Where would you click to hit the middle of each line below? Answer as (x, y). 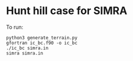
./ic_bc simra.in (27, 48)
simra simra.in (25, 53)
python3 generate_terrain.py (42, 38)
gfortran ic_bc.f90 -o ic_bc (42, 43)
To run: (15, 27)
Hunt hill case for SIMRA (67, 11)
